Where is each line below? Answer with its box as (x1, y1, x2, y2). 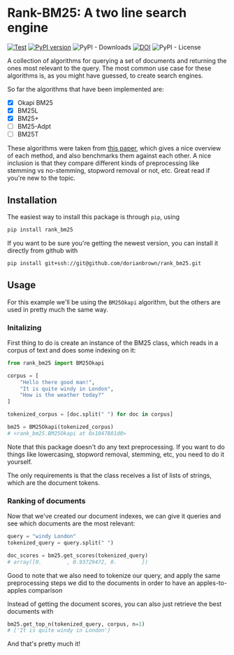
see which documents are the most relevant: (7, 519, 136, 528)
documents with (7, 607, 54, 615)
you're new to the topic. (7, 174, 75, 183)
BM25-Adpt (17, 122, 51, 131)
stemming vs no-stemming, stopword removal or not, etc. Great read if (7, 167, 210, 175)
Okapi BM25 (17, 98, 54, 106)
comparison (27, 586, 63, 594)
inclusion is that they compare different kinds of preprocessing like (7, 159, 200, 167)
